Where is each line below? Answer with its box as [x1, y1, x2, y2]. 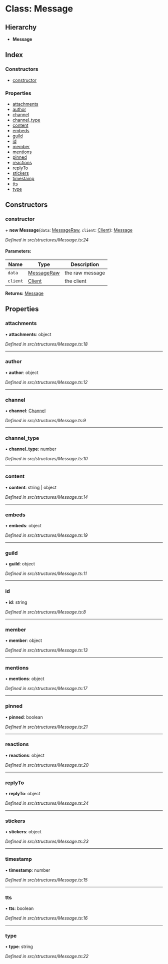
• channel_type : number [5, 446, 56, 452]
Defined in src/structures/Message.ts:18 [5, 341, 88, 347]
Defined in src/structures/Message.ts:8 [5, 609, 86, 615]
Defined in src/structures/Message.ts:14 [5, 494, 88, 500]
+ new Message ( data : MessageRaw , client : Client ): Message [5, 227, 133, 233]
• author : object [5, 369, 38, 376]
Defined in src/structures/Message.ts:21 [5, 724, 88, 730]
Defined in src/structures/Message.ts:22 [5, 953, 89, 959]
